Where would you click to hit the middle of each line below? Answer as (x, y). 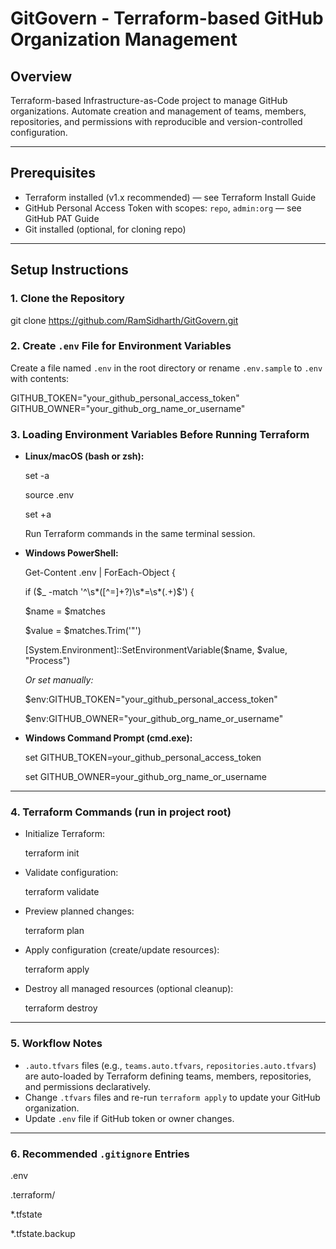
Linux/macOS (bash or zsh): (84, 456)
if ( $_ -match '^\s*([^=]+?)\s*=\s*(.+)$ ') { (109, 592)
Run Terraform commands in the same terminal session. (140, 534)
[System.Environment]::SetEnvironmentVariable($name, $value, (156, 650)
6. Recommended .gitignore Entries (100, 1154)
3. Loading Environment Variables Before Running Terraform (160, 434)
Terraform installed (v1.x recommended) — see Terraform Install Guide (170, 197)
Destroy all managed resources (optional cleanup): (129, 989)
